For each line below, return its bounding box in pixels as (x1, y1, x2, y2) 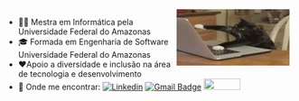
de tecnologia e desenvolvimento (17, 69, 142, 79)
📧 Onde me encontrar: (17, 81, 101, 92)
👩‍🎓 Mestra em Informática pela (17, 17, 134, 27)
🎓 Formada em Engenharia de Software (17, 36, 169, 47)
